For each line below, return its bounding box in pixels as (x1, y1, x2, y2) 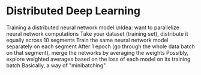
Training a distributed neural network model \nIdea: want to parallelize (6, 24, 180, 31)
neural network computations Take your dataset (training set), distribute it (6, 30, 188, 37)
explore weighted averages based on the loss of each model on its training (6, 55, 191, 62)
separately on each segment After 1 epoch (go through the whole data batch (6, 43, 195, 50)
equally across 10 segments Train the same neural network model (6, 36, 169, 43)
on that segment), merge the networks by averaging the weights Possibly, (6, 49, 189, 56)
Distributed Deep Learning (6, 4, 141, 18)
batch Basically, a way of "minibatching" (6, 61, 106, 69)
